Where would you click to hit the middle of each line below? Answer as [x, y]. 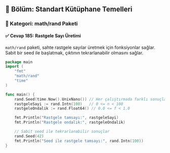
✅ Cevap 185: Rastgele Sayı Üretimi [43, 35]
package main [19, 62]
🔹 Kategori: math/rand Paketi [41, 24]
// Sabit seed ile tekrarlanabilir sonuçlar [62, 132]
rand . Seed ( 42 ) [29, 136]
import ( [14, 67]
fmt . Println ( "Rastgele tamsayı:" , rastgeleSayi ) [67, 118]
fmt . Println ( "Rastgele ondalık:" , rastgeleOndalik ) [70, 122]
